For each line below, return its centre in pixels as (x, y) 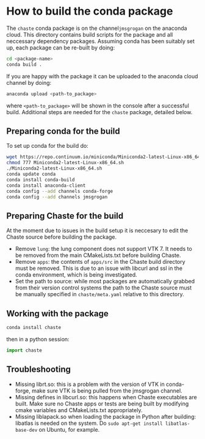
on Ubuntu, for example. (69, 429)
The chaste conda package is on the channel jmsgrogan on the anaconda (97, 28)
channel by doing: (29, 82)
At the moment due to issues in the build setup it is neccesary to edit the (97, 231)
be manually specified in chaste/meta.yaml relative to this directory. (99, 294)
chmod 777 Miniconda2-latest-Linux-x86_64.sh (65, 163)
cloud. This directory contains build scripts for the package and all (90, 34)
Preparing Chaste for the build (65, 216)
